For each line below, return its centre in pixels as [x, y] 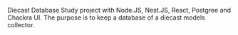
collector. [21, 25]
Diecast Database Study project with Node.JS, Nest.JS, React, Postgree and [119, 10]
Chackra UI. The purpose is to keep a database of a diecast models [106, 17]
